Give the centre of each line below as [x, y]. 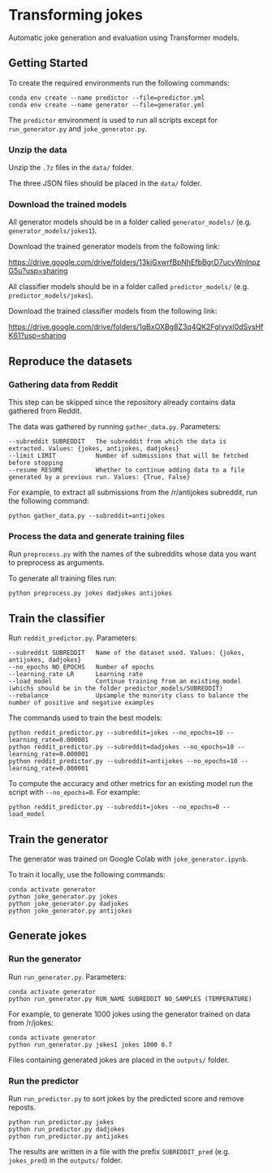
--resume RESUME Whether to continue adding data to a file [127, 470]
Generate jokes [47, 936]
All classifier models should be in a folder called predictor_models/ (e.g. [129, 287]
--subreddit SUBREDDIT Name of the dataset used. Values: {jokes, [127, 653]
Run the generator [45, 959]
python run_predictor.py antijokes [69, 1136]
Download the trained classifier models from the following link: [113, 311]
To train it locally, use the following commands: [87, 874]
